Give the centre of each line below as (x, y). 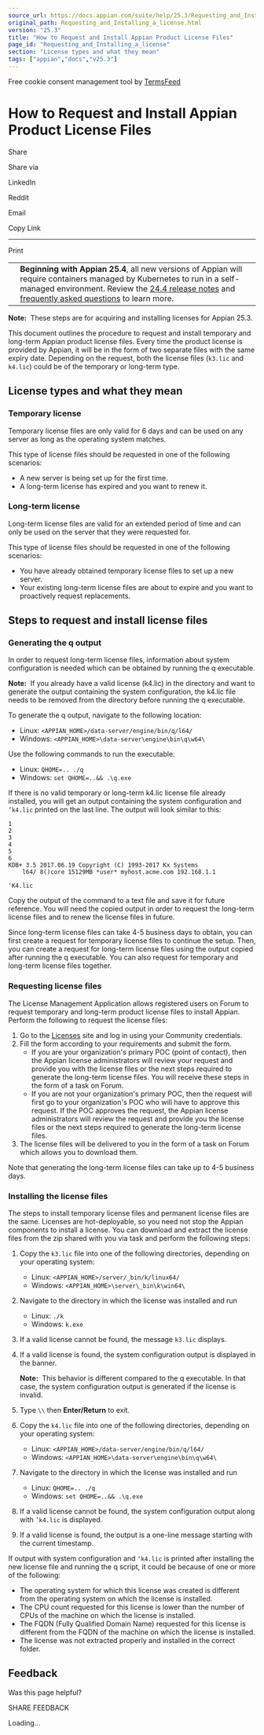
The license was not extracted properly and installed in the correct (127, 1641)
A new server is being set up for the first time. (93, 478)
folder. (30, 1649)
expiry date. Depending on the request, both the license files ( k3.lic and (126, 358)
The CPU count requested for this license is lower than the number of (132, 1607)
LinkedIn (22, 182)
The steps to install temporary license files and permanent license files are (129, 1213)
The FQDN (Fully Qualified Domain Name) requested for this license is (132, 1624)
